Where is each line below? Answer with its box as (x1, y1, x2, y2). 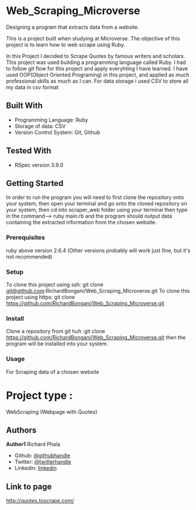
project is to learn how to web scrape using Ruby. (6, 41, 126, 48)
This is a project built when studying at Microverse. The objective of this (6, 35, 180, 42)
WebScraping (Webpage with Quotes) (6, 408, 98, 415)
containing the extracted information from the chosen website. (6, 219, 157, 226)
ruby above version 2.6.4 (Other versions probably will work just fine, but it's (6, 246, 191, 254)
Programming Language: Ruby (14, 116, 88, 123)
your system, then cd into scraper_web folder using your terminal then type (6, 207, 188, 214)
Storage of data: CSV (14, 122, 66, 130)
